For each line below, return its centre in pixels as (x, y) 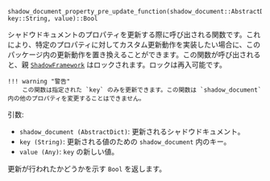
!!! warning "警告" (39, 81)
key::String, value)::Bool (53, 19)
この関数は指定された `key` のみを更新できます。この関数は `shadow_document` (142, 90)
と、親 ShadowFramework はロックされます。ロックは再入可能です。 (117, 65)
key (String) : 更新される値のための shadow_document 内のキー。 (125, 142)
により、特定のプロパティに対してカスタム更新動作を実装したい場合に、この (134, 45)
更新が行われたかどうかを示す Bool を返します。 (87, 169)
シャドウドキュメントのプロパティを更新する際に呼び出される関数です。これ (134, 35)
